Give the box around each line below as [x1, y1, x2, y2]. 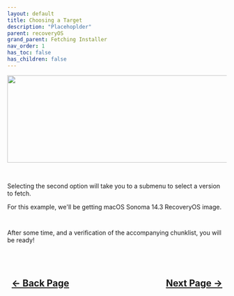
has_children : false [7, 56, 68, 63]
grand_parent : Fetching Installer [7, 36, 108, 43]
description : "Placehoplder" [7, 23, 92, 30]
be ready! [7, 235, 35, 244]
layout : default [7, 10, 54, 17]
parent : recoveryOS [7, 29, 64, 37]
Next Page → [166, 277, 223, 290]
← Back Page [11, 277, 70, 290]
